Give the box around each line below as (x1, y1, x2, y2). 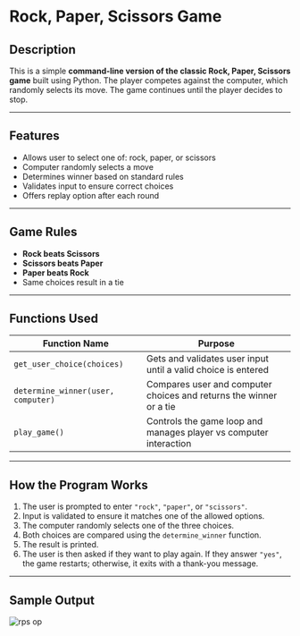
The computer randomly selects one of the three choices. (21, 521, 235, 531)
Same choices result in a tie (21, 276, 125, 287)
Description (9, 42, 76, 57)
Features (9, 128, 60, 144)
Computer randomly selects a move (21, 161, 154, 172)
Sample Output (9, 592, 96, 607)
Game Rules (9, 225, 78, 240)
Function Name (42, 337, 109, 350)
